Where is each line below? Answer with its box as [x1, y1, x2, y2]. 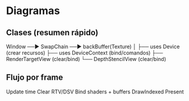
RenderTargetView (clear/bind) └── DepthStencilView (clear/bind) [6, 56, 166, 62]
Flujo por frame [6, 72, 63, 83]
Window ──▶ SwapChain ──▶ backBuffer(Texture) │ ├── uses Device [6, 43, 180, 50]
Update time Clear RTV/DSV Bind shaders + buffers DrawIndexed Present [6, 88, 184, 95]
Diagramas [6, 4, 60, 18]
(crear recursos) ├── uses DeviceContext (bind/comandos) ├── [6, 49, 163, 56]
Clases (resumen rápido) [6, 28, 99, 38]
